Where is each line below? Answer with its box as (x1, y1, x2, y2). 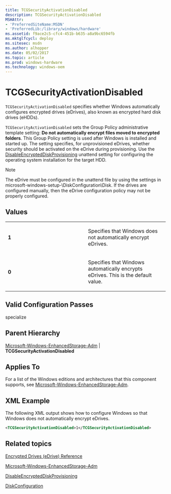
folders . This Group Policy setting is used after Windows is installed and (5, 135, 157, 141)
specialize (5, 314, 26, 320)
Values (5, 208, 28, 216)
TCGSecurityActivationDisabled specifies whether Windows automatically (5, 103, 160, 110)
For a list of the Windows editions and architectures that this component (5, 376, 157, 383)
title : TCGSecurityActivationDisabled (5, 7, 88, 13)
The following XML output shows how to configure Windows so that (5, 410, 148, 416)
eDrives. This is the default (88, 272, 152, 279)
